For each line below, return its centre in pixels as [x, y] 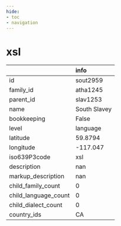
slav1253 [89, 100]
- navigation [22, 22]
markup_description [37, 176]
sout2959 [89, 80]
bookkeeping [27, 119]
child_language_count [39, 195]
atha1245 [89, 90]
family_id [21, 90]
